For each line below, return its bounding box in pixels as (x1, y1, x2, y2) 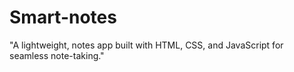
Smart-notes (9, 6, 117, 29)
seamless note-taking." (9, 49, 105, 61)
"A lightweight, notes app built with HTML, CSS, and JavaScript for (9, 39, 284, 51)
